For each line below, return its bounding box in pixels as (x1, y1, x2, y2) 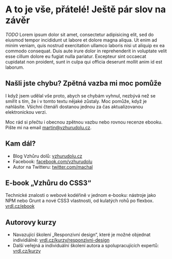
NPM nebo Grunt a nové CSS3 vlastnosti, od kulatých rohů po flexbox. (5, 197, 154, 204)
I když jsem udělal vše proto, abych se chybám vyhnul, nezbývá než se (5, 92, 156, 98)
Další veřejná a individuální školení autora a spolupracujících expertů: (12, 243, 159, 249)
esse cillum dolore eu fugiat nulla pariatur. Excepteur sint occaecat (5, 53, 146, 59)
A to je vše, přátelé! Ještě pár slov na (5, 4, 166, 15)
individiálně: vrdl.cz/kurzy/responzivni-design (12, 237, 110, 243)
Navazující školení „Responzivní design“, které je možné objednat (12, 232, 151, 238)
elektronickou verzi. (5, 109, 47, 115)
